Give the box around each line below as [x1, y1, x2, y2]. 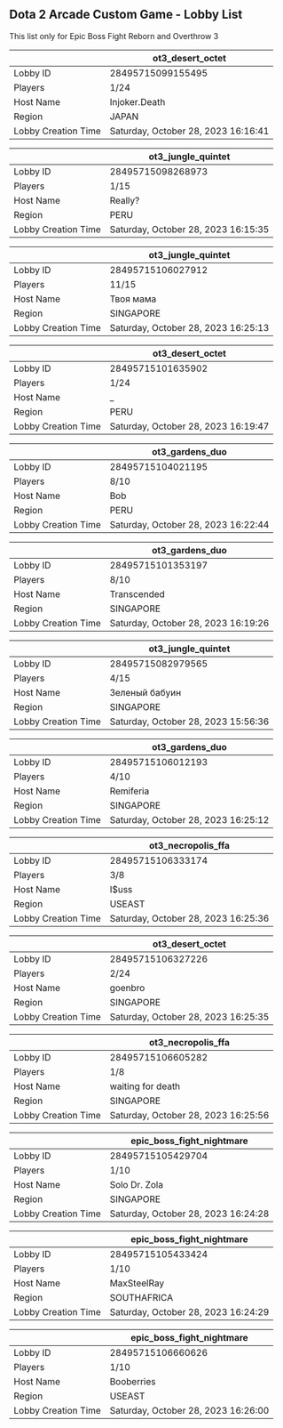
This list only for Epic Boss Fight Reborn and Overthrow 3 [9, 30, 219, 41]
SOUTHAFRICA [109, 1291, 174, 1303]
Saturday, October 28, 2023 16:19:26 [109, 617, 270, 629]
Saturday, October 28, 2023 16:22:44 [109, 518, 270, 530]
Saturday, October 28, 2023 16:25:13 [109, 321, 270, 334]
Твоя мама [109, 293, 157, 305]
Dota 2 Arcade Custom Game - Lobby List [9, 7, 243, 22]
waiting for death [109, 1080, 181, 1093]
